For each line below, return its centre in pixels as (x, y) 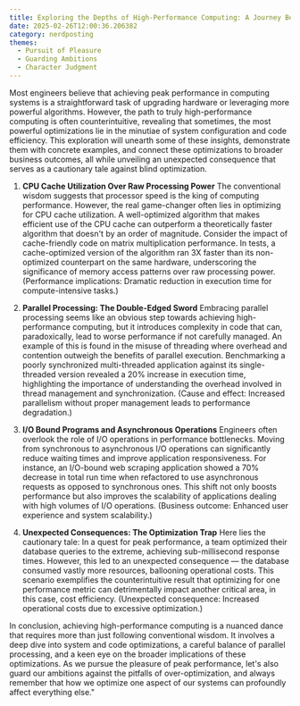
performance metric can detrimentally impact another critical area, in (149, 589)
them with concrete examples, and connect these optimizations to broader (146, 149)
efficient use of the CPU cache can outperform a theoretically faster (147, 223)
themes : (24, 42)
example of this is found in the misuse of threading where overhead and (154, 346)
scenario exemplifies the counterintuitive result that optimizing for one (151, 580)
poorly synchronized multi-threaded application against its (130, 365)
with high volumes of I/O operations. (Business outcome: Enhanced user (155, 505)
